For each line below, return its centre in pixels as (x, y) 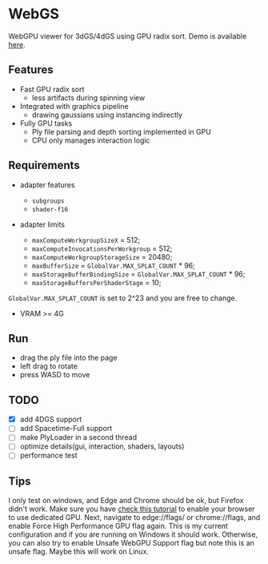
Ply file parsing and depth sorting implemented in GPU (122, 131)
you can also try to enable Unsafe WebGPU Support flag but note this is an (131, 543)
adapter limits (42, 224)
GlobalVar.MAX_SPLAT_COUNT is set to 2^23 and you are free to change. (123, 298)
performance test (48, 455)
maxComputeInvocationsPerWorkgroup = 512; (102, 248)
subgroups (48, 201)
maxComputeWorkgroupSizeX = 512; (86, 240)
